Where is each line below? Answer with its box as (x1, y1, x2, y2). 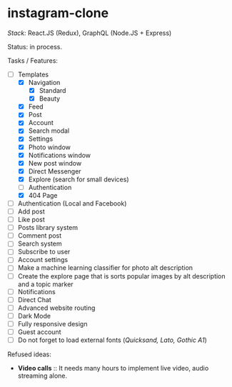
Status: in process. (7, 42, 63, 51)
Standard (39, 86, 66, 95)
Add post (17, 207, 45, 216)
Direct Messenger (28, 166, 81, 176)
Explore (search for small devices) (28, 175, 130, 184)
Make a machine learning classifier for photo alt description (17, 263, 193, 272)
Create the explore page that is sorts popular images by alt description (17, 271, 226, 280)
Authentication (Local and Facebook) (17, 198, 127, 208)
